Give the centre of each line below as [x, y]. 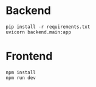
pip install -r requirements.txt [48, 27]
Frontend [29, 56]
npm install [21, 72]
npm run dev [21, 78]
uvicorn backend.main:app [38, 32]
